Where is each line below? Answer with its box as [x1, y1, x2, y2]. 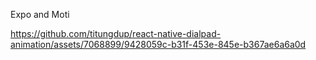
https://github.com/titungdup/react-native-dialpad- [10, 28, 222, 39]
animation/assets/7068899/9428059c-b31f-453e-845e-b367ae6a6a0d [10, 39, 307, 50]
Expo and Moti [10, 9, 70, 20]
